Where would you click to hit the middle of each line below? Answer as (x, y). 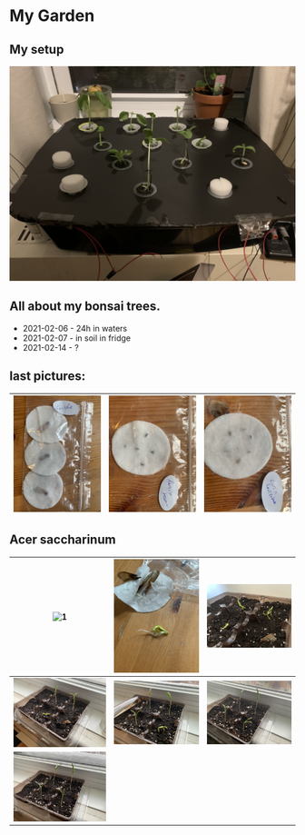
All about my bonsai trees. (85, 307)
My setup (37, 50)
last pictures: (48, 377)
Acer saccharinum (63, 540)
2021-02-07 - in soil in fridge (77, 338)
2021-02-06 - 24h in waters (75, 328)
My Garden (52, 16)
